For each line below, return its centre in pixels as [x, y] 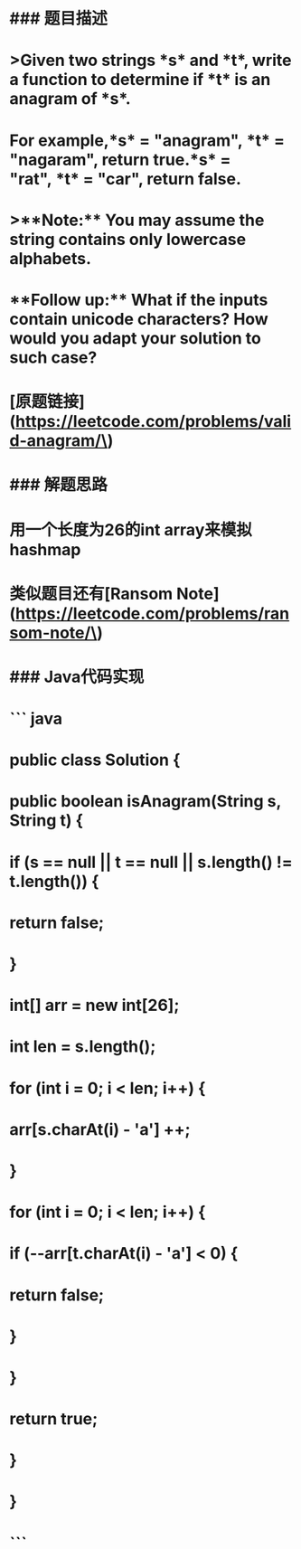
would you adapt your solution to [136, 338]
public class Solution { [95, 760]
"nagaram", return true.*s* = [120, 160]
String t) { [47, 821]
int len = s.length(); [83, 1047]
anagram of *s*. [70, 99]
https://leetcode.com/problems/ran [152, 614]
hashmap [45, 549]
